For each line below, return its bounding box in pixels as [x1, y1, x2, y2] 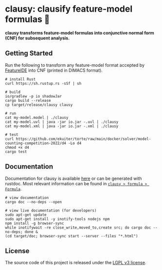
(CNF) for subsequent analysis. [5, 35, 70, 41]
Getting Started [5, 49, 53, 58]
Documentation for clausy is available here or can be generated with [5, 175, 142, 181]
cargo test [5, 149, 27, 154]
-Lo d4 [68, 140, 82, 146]
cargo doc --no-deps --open [5, 199, 62, 204]
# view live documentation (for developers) [5, 208, 97, 213]
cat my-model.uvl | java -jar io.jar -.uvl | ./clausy [5, 119, 119, 124]
